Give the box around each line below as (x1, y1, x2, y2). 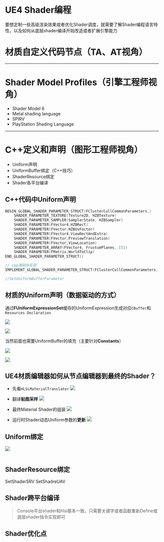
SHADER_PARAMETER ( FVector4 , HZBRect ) (14, 222, 89, 227)
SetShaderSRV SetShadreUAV (5, 478, 66, 484)
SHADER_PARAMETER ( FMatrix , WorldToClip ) (14, 250, 95, 255)
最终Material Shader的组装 (12, 407, 66, 412)
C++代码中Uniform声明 (5, 195, 76, 204)
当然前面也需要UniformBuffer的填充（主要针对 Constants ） (5, 338, 123, 344)
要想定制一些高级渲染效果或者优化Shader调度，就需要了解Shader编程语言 (5, 22, 154, 27)
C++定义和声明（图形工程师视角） (5, 145, 143, 155)
